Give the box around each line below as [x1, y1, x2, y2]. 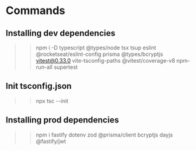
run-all [35, 63, 53, 71]
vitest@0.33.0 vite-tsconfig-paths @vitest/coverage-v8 [35, 57, 175, 64]
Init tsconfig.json [5, 81, 72, 91]
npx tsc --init [35, 97, 68, 104]
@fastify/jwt [35, 138, 66, 145]
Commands [5, 4, 66, 18]
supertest [54, 63, 78, 71]
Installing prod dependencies [5, 115, 119, 125]
